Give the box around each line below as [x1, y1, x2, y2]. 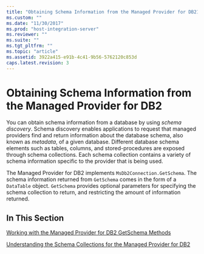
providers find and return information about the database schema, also [6, 132, 183, 139]
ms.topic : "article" [6, 49, 59, 55]
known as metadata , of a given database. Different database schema [6, 138, 179, 146]
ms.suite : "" [6, 37, 39, 43]
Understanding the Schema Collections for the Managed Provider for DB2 [6, 241, 191, 248]
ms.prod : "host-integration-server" [6, 26, 99, 32]
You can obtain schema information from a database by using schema [6, 119, 182, 126]
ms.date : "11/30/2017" [6, 20, 64, 26]
